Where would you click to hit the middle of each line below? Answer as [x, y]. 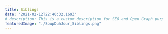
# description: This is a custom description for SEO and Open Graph [79, 19]
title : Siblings [22, 10]
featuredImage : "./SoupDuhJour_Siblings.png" [53, 24]
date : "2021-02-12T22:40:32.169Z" [41, 14]
